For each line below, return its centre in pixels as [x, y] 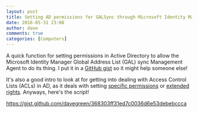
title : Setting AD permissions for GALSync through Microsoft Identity [96, 17]
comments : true [25, 34]
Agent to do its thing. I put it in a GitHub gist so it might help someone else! [97, 68]
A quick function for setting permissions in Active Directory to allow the [93, 56]
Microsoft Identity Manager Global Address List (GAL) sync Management [94, 62]
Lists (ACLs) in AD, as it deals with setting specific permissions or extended [98, 86]
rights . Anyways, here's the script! [48, 92]
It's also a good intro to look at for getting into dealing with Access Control [96, 79]
